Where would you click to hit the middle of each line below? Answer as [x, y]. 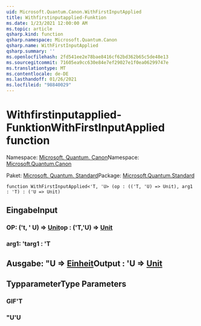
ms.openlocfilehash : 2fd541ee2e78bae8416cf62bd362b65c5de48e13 [88, 57]
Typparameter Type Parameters [66, 284]
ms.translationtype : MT [36, 68]
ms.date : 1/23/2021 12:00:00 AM [47, 23]
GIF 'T [14, 301]
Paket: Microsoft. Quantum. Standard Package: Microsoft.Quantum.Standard [101, 175]
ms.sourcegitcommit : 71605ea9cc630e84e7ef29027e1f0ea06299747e [88, 62]
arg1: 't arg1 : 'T [28, 244]
